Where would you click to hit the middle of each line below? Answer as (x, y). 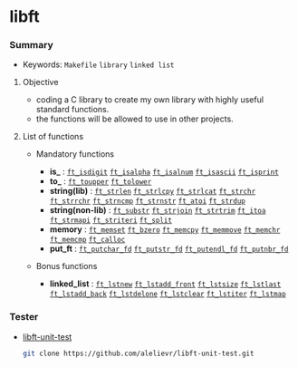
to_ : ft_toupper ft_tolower (101, 181)
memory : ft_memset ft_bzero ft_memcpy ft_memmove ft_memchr (165, 229)
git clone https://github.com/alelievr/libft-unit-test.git (138, 353)
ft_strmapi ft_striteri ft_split (111, 221)
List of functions (53, 137)
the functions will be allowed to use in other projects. (135, 119)
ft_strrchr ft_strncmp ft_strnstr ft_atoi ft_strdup (148, 201)
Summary (32, 45)
